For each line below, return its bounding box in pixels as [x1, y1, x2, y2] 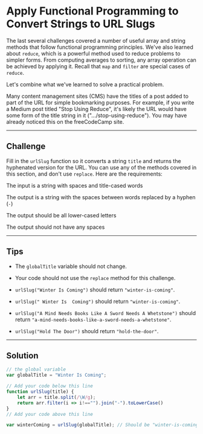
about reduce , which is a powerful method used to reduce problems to [6, 49, 181, 57]
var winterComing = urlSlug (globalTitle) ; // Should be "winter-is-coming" [6, 422, 201, 428]
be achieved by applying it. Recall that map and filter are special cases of [6, 62, 190, 70]
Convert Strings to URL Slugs [6, 17, 155, 31]
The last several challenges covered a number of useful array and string [6, 37, 186, 44]
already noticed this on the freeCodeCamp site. [6, 118, 124, 125]
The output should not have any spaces [6, 223, 105, 231]
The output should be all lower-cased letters [6, 211, 117, 219]
